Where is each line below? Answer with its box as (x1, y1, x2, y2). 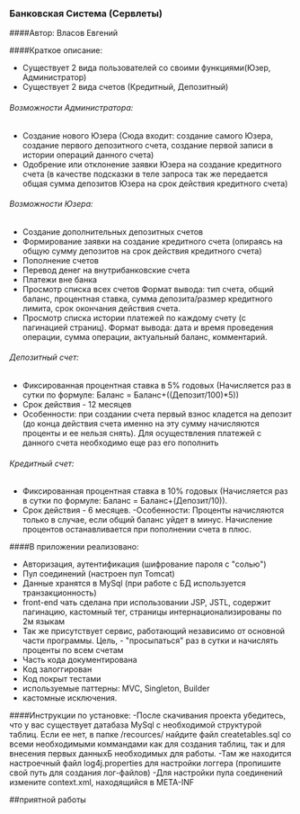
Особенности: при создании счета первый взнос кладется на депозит (22, 408, 292, 419)
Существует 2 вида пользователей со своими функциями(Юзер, (22, 62, 271, 74)
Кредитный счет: (9, 458, 75, 469)
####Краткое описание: (9, 45, 103, 56)
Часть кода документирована (22, 655, 137, 666)
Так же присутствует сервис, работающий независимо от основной (22, 626, 286, 637)
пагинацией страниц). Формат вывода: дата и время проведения (22, 322, 274, 333)
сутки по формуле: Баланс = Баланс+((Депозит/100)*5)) (22, 389, 240, 400)
